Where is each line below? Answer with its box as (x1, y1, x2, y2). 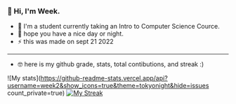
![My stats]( (7, 74, 41, 82)
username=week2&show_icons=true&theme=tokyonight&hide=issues (7, 82, 209, 90)
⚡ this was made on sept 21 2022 (17, 38, 114, 46)
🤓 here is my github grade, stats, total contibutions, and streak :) (17, 60, 204, 68)
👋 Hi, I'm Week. (7, 6, 60, 16)
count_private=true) (7, 89, 65, 97)
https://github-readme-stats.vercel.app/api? (40, 74, 169, 82)
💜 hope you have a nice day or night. (17, 29, 124, 38)
